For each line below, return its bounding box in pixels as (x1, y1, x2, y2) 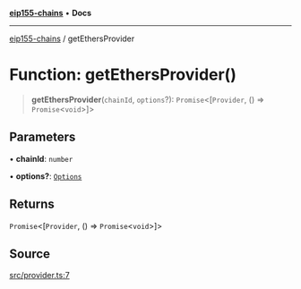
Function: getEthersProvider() (9, 64, 237, 85)
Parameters (9, 130, 76, 145)
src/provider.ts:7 (9, 270, 70, 281)
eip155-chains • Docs (9, 8, 92, 18)
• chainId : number (9, 153, 73, 164)
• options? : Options (9, 170, 82, 182)
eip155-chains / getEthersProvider (9, 33, 135, 44)
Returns (9, 197, 56, 212)
